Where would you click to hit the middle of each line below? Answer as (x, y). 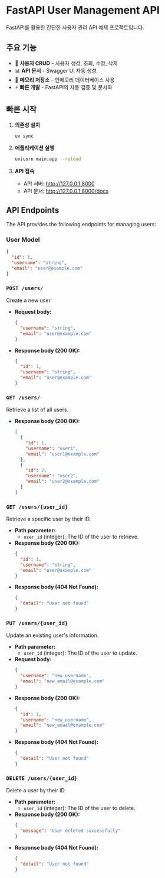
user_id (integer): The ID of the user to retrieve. (81, 537)
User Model (23, 240)
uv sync (24, 136)
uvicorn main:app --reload (48, 159)
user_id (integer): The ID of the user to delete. (79, 808)
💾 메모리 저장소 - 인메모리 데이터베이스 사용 (65, 80)
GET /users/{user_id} (37, 507)
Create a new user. (29, 300)
